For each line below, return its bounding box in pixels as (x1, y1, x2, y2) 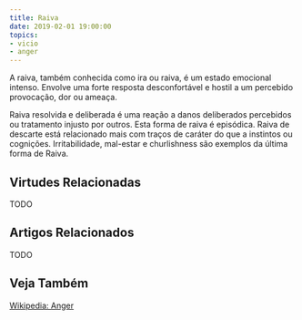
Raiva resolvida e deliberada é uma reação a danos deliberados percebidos (9, 109, 292, 120)
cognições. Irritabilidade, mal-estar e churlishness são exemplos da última (9, 139, 288, 150)
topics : (9, 30, 39, 39)
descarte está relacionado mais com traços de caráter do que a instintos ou (9, 129, 293, 139)
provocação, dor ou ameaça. (9, 92, 118, 103)
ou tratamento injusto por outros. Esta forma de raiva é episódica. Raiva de (9, 119, 290, 130)
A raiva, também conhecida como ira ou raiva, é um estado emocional (9, 72, 272, 83)
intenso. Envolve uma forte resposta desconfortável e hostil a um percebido (9, 82, 294, 93)
